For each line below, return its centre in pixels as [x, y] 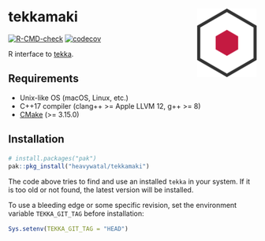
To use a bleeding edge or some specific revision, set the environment [123, 206]
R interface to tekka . [41, 54]
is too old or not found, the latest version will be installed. [101, 190]
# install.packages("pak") [52, 158]
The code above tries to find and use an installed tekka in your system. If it [129, 182]
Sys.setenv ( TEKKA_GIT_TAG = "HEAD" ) [68, 229]
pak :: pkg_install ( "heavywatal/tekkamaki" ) [79, 167]
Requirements [43, 79]
